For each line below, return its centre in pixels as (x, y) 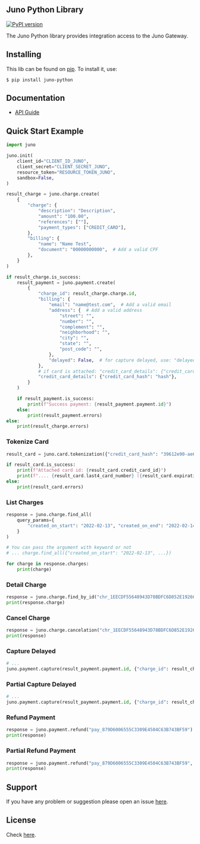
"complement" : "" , (82, 327)
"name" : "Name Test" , (65, 244)
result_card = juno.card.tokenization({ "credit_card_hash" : (82, 454)
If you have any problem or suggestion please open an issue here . (87, 802)
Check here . (21, 834)
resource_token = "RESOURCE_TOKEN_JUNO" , (66, 172)
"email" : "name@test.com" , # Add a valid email (110, 305)
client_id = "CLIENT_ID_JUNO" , (53, 161)
